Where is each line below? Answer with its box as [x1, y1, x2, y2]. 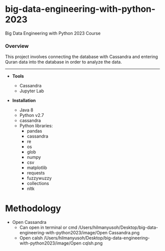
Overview [5, 42, 29, 49]
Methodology [5, 203, 61, 214]
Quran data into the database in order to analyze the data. [5, 59, 122, 65]
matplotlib [27, 165, 48, 171]
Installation [12, 98, 36, 104]
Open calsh [19, 235, 43, 241]
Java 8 [19, 107, 33, 113]
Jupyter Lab [19, 88, 44, 94]
